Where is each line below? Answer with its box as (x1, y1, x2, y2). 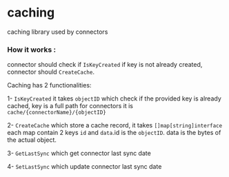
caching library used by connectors (7, 28, 108, 36)
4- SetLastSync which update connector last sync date (7, 163, 162, 171)
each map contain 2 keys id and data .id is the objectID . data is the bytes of (7, 129, 221, 137)
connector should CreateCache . (7, 67, 95, 76)
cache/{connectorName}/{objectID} (7, 109, 107, 116)
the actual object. (7, 136, 57, 144)
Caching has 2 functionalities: (7, 81, 92, 90)
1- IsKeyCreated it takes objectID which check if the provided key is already (7, 94, 222, 103)
